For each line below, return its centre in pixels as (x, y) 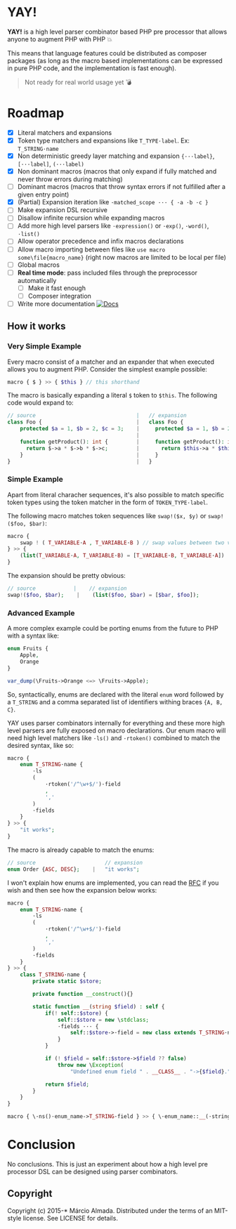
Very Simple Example (45, 346)
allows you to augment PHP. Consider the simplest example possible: (107, 369)
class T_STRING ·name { (53, 975)
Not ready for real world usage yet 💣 (78, 82)
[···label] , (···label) (51, 164)
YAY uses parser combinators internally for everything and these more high (116, 723)
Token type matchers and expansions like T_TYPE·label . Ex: (103, 140)
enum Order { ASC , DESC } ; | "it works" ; (73, 869)
